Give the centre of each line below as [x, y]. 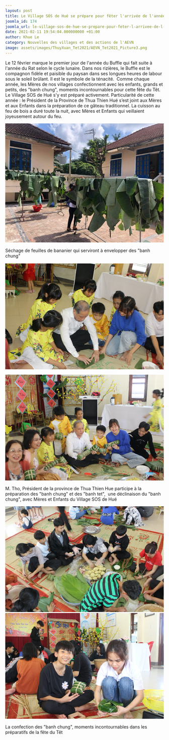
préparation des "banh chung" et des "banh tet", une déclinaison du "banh [83, 494]
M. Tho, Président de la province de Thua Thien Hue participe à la [73, 489]
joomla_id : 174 [21, 21]
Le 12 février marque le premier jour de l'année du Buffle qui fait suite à [79, 62]
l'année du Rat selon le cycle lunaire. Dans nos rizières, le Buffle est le [78, 68]
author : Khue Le [22, 37]
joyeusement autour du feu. [34, 116]
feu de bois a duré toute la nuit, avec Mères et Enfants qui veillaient [75, 111]
